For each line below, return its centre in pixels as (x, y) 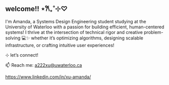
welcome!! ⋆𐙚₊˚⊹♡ (37, 9)
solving (13, 38)
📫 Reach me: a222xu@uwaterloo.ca (44, 65)
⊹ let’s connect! (22, 55)
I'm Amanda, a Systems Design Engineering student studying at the (76, 21)
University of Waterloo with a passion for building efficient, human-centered (85, 27)
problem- (154, 32)
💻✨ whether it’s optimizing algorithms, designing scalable (82, 38)
